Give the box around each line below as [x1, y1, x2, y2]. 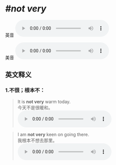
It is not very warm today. [17, 98, 71, 104]
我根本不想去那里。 [17, 137, 57, 143]
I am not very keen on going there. [17, 131, 89, 137]
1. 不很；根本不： [5, 87, 45, 94]
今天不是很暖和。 [17, 104, 53, 110]
